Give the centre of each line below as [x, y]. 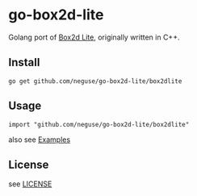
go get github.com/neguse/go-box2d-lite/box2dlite [95, 81]
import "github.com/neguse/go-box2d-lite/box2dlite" [99, 124]
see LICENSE [30, 184]
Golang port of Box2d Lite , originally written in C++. [94, 37]
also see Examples [40, 140]
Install [24, 63]
